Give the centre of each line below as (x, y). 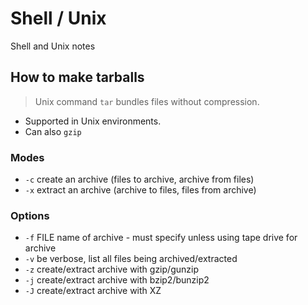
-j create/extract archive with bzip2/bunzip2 (117, 280)
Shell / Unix (58, 18)
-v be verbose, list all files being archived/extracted (131, 259)
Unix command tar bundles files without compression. (147, 101)
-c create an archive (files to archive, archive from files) (139, 179)
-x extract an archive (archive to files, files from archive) (140, 190)
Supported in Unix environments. (93, 121)
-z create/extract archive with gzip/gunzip (111, 269)
